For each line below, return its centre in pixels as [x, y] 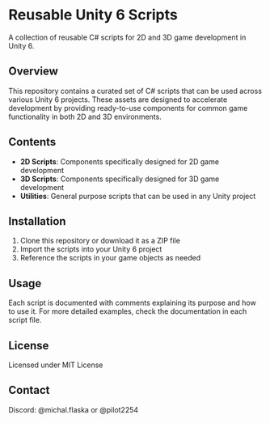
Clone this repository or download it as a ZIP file [100, 241]
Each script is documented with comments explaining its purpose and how [132, 303]
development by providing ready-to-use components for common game [128, 108]
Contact [29, 390]
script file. [25, 320]
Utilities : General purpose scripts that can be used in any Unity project [138, 196]
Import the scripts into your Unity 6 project [91, 249]
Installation [37, 221]
